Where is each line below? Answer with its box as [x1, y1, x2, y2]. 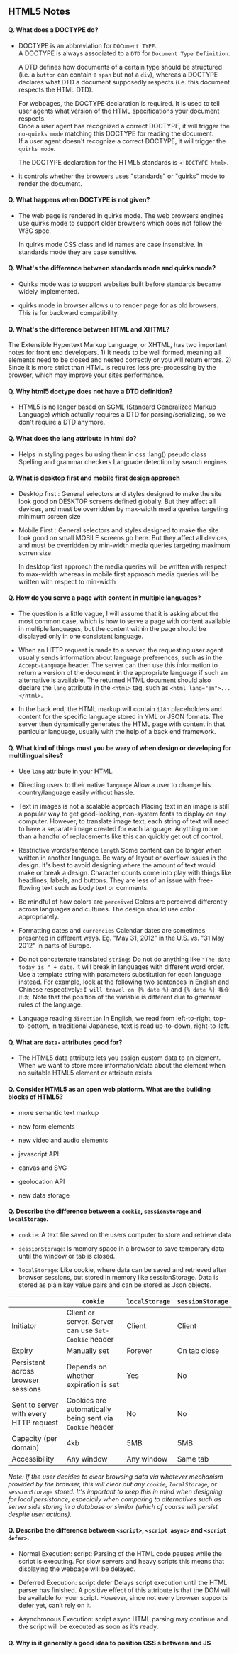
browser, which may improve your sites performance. [8, 371, 164, 379]
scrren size [18, 548, 52, 557]
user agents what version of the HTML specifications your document [18, 106, 220, 115]
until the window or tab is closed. [18, 1252, 116, 1260]
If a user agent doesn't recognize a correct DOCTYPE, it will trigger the [18, 136, 226, 145]
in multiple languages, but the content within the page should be [18, 625, 206, 633]
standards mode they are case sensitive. [18, 248, 138, 256]
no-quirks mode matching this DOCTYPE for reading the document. [18, 129, 214, 138]
